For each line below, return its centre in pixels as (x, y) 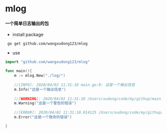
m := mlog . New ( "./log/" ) (40, 76)
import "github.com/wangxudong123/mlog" (48, 62)
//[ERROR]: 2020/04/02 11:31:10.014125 (55, 113)
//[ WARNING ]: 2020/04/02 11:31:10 (50, 99)
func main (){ (19, 71)
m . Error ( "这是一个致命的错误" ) (43, 117)
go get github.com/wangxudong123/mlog (47, 44)
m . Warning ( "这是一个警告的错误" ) (45, 103)
